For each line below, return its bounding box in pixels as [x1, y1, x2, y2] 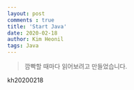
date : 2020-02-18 [7, 29, 58, 37]
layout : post [7, 10, 45, 17]
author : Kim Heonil [7, 36, 64, 43]
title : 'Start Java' [7, 23, 68, 30]
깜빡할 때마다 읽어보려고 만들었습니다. [24, 62, 128, 70]
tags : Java [7, 42, 39, 49]
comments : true [7, 17, 54, 24]
